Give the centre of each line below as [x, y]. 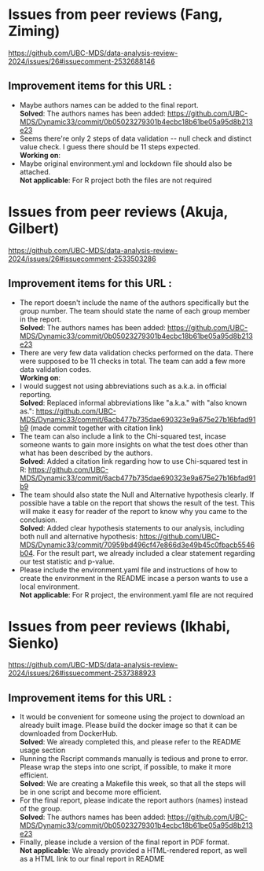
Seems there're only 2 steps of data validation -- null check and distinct [136, 138]
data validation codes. [55, 369]
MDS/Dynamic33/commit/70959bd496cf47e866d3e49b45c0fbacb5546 [137, 545]
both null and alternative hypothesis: [78, 536]
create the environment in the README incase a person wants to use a [134, 578]
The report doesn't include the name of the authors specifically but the [134, 302]
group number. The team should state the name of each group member [135, 311]
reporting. [36, 394]
